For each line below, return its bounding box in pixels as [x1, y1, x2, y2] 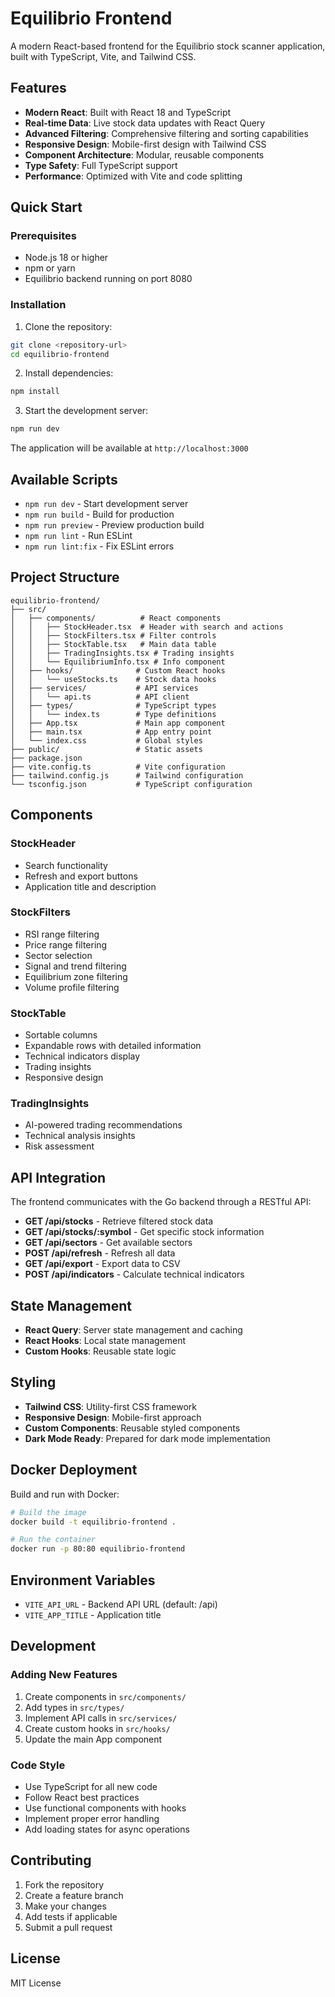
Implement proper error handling [24, 1812, 160, 1824]
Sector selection [24, 949, 93, 961]
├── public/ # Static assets [10, 744, 203, 754]
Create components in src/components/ [24, 1690, 187, 1702]
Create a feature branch [24, 1889, 124, 1901]
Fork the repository [24, 1878, 105, 1891]
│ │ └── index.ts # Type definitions [10, 709, 217, 719]
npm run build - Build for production [24, 508, 175, 521]
